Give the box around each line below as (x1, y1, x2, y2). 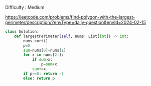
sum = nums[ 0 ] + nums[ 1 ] (23, 48, 66, 53)
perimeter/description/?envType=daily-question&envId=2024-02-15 (5, 20, 146, 25)
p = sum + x (41, 62, 57, 67)
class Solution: (5, 29, 39, 34)
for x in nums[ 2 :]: (23, 52, 64, 57)
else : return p (23, 75, 55, 81)
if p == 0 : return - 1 (23, 71, 64, 76)
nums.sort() (23, 38, 49, 43)
